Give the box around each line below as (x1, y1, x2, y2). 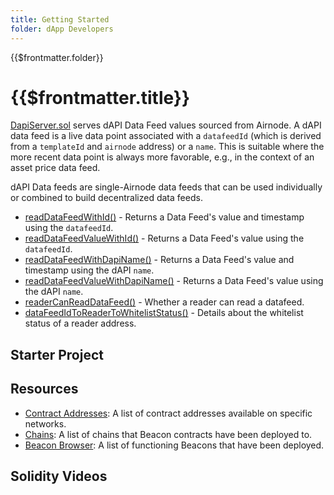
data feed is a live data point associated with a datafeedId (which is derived (10, 130, 322, 142)
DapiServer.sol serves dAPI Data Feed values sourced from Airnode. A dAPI (10, 119, 322, 131)
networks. (24, 417, 67, 430)
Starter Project (10, 346, 104, 363)
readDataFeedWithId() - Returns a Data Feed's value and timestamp (24, 211, 305, 223)
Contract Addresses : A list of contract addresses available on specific (24, 407, 313, 419)
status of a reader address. (24, 317, 137, 330)
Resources (10, 381, 79, 398)
